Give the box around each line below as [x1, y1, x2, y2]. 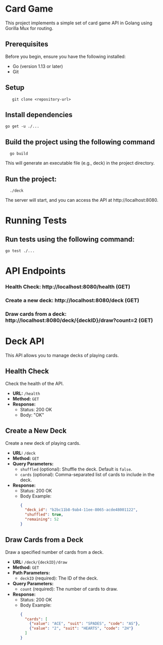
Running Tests [5, 215, 67, 226]
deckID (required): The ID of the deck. [20, 575, 98, 581]
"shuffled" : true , [24, 512, 64, 517]
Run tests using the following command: [5, 235, 135, 243]
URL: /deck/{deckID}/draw [12, 559, 67, 565]
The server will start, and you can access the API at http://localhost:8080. [5, 197, 158, 203]
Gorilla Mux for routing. [5, 25, 53, 31]
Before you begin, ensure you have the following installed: [5, 53, 126, 59]
